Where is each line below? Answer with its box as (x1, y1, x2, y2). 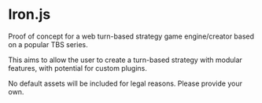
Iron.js (8, 6, 51, 24)
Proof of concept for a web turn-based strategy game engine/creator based (8, 31, 254, 41)
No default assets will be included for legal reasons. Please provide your (8, 79, 242, 88)
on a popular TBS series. (8, 39, 88, 49)
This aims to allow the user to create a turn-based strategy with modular (8, 55, 242, 64)
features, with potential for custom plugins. (8, 63, 147, 72)
